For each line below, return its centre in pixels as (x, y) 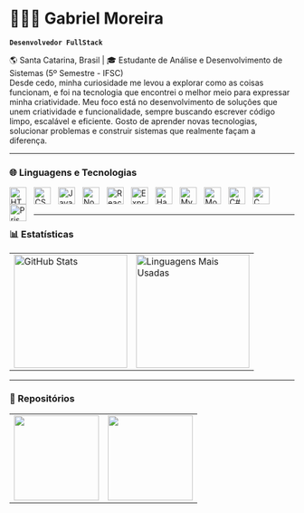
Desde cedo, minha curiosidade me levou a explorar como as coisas (137, 82)
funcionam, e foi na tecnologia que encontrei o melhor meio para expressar (150, 92)
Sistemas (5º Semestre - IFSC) (66, 73)
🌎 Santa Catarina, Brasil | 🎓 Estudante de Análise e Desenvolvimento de (146, 60)
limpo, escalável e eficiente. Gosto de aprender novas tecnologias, (133, 121)
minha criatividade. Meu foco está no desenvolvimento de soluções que (143, 102)
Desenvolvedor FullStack (56, 43)
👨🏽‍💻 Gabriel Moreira (87, 19)
